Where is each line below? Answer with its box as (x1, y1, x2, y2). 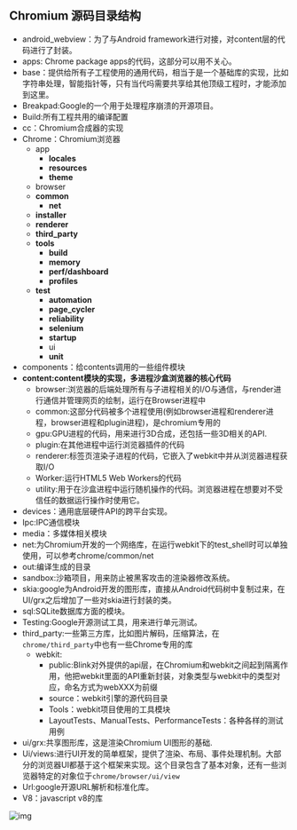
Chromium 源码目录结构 (9, 8, 142, 24)
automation (48, 294, 92, 304)
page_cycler (48, 304, 96, 314)
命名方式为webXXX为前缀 (64, 682, 158, 692)
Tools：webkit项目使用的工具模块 (48, 704, 171, 715)
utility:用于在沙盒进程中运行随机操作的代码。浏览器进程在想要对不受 (35, 483, 284, 494)
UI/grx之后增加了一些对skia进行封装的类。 (21, 594, 177, 605)
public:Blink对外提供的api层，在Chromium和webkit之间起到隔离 (48, 660, 281, 670)
